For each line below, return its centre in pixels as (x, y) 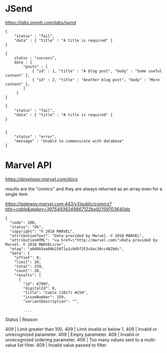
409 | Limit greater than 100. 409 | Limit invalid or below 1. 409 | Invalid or (81, 329)
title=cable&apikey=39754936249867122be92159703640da (68, 209)
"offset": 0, (28, 257)
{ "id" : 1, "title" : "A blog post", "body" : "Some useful (97, 71)
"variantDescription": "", (51, 301)
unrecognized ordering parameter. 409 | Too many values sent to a (74, 339)
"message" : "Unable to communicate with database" (69, 141)
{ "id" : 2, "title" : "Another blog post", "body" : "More (96, 80)
